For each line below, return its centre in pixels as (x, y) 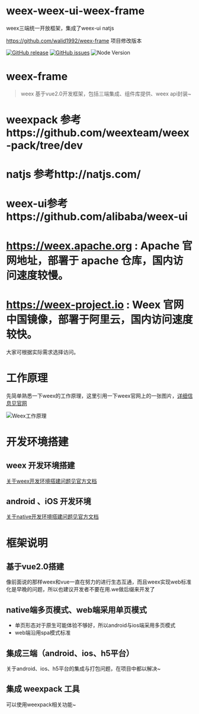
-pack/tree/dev (44, 146)
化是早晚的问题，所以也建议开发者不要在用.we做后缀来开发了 (81, 589)
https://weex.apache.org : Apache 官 (99, 246)
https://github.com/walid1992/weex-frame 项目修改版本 (74, 40)
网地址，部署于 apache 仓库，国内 (90, 261)
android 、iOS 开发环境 (49, 501)
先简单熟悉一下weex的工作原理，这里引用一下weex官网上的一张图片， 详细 (97, 396)
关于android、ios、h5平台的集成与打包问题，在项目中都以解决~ (84, 668)
